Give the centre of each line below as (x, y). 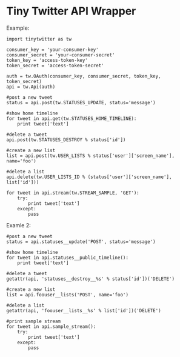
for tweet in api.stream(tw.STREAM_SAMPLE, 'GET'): (73, 193)
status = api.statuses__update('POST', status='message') (81, 242)
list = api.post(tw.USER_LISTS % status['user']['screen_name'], (90, 156)
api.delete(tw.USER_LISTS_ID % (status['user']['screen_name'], (89, 177)
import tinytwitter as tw (39, 39)
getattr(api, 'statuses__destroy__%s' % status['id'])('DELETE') (90, 279)
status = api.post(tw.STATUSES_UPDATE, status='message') (81, 102)
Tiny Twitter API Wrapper (71, 11)
